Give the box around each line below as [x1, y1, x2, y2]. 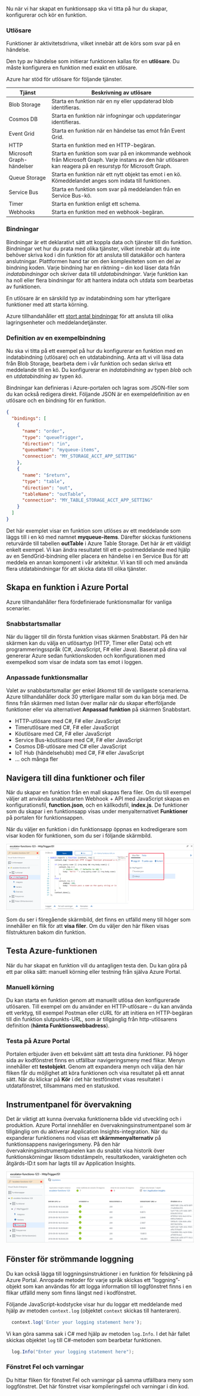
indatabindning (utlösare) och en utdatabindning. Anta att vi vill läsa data [6, 353, 184, 361]
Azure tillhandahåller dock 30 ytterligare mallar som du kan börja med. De [6, 693, 187, 700]
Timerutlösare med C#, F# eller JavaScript [14, 724, 119, 731]
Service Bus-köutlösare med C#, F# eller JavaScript [14, 737, 143, 744]
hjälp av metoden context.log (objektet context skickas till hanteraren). [6, 1307, 181, 1314]
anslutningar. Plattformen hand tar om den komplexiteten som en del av [6, 257, 182, 265]
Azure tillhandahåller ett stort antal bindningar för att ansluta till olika [6, 312, 174, 319]
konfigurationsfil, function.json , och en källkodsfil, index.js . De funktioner [6, 801, 189, 808]
